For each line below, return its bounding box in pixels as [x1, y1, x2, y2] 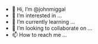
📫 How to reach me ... [11, 32, 67, 38]
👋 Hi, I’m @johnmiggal [11, 6, 66, 12]
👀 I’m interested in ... [11, 12, 62, 19]
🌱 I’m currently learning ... [11, 18, 75, 25]
